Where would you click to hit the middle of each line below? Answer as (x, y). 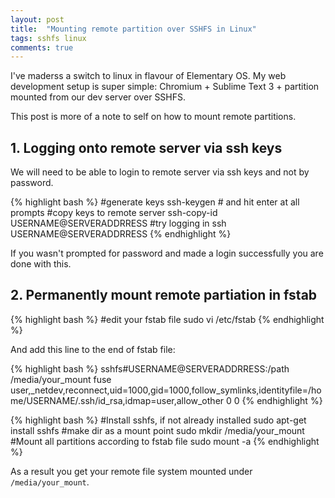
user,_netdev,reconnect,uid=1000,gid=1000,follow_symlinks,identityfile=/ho (166, 390)
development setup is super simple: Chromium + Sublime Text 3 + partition (165, 87)
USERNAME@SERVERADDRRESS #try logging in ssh (118, 223)
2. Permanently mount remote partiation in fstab (164, 295)
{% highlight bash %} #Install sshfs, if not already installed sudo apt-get (158, 420)
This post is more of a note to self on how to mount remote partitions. (153, 117)
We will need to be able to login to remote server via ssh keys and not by (160, 172)
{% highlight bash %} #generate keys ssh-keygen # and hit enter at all (155, 202)
